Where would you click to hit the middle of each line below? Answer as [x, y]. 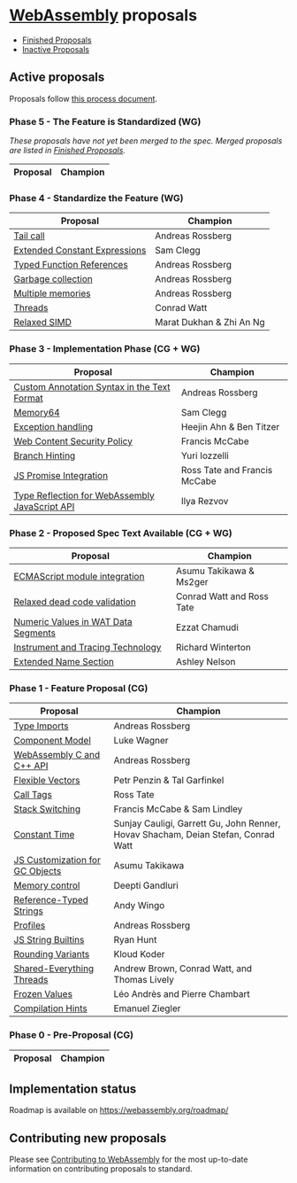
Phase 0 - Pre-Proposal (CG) [72, 1035]
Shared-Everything [54, 969]
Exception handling [53, 426]
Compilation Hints [51, 1008]
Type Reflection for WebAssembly [84, 495]
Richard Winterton [213, 647]
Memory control [47, 885]
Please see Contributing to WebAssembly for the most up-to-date [129, 1160]
